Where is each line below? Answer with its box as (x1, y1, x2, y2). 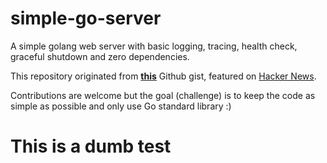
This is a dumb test (10, 135, 172, 158)
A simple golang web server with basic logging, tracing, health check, (10, 40, 298, 52)
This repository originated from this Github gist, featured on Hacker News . (10, 70, 317, 82)
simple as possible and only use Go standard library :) (10, 100, 232, 112)
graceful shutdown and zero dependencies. (10, 50, 190, 62)
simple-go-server (10, 7, 162, 30)
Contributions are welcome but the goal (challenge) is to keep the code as (10, 89, 316, 101)
